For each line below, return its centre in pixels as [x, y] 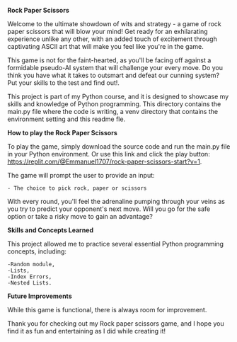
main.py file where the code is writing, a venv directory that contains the [112, 112]
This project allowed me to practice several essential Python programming [116, 244]
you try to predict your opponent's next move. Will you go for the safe [109, 209]
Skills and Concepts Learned [51, 230]
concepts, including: [37, 251]
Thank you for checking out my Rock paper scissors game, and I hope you [116, 324]
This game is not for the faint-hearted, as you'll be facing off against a [109, 60]
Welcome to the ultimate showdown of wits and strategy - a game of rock [114, 24]
